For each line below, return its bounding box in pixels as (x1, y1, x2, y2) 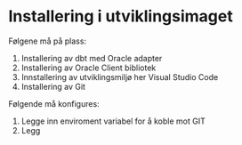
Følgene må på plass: (8, 36, 86, 46)
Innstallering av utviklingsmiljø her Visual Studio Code (20, 71, 219, 82)
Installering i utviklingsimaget (8, 6, 233, 27)
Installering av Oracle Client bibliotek (20, 62, 157, 73)
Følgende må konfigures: (8, 98, 100, 109)
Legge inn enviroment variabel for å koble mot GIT (20, 116, 206, 126)
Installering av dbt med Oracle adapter (20, 52, 163, 63)
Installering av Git (20, 81, 86, 92)
